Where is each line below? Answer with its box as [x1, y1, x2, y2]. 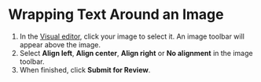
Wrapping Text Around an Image [8, 6, 224, 24]
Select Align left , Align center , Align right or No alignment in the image [19, 48, 253, 58]
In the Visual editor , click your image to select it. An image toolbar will [19, 32, 245, 41]
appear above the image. [19, 39, 101, 49]
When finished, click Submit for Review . [19, 65, 151, 74]
